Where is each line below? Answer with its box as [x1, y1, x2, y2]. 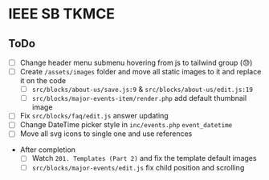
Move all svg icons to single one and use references [19, 129, 193, 138]
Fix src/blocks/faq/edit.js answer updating [19, 111, 169, 121]
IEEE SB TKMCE [8, 5, 115, 23]
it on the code [19, 76, 67, 86]
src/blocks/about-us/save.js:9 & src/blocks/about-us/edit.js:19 [31, 85, 253, 94]
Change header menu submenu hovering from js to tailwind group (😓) [19, 58, 253, 67]
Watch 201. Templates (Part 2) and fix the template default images [31, 154, 257, 163]
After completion [19, 145, 76, 154]
